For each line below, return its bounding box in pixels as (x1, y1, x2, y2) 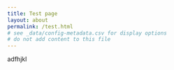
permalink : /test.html (7, 23, 73, 30)
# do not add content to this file (7, 36, 111, 43)
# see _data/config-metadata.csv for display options (7, 29, 168, 37)
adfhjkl (7, 55, 27, 63)
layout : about (7, 17, 49, 24)
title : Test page (7, 10, 58, 17)
